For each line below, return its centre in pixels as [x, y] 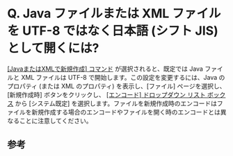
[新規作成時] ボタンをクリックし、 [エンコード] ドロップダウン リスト [107, 94]
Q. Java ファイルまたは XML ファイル [114, 14]
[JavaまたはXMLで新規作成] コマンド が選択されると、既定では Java [105, 69]
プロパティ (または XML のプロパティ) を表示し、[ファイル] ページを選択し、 [116, 86]
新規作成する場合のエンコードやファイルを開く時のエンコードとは [126, 112]
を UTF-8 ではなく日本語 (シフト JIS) [113, 31]
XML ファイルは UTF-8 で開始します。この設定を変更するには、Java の [123, 77]
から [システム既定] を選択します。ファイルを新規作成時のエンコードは [116, 103]
